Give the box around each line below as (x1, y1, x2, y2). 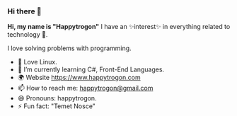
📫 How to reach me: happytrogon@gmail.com (17, 84, 154, 93)
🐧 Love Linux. (17, 58, 58, 66)
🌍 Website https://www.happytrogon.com (17, 74, 141, 82)
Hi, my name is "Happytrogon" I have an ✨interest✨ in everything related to (7, 23, 231, 31)
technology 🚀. (7, 30, 48, 39)
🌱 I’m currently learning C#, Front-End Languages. (17, 65, 165, 74)
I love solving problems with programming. (7, 44, 132, 52)
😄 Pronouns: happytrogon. (17, 94, 97, 103)
